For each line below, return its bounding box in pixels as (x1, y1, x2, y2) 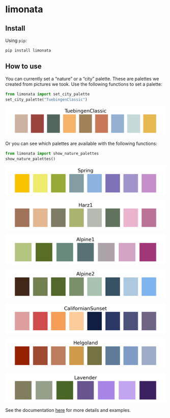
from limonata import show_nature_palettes (5, 151, 99, 156)
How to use (5, 62, 42, 71)
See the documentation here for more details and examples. (5, 407, 131, 413)
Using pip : (5, 37, 27, 43)
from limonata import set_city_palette (5, 91, 90, 96)
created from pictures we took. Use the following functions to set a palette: (5, 81, 162, 87)
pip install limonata (5, 48, 51, 53)
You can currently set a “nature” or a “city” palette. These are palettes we (5, 76, 159, 82)
